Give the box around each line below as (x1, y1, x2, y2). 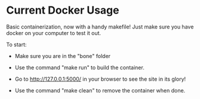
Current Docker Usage (6, 4, 119, 17)
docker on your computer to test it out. (6, 29, 101, 36)
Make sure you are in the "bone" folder (14, 52, 111, 59)
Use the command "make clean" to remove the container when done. (14, 87, 186, 94)
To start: (6, 41, 27, 48)
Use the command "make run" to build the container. (14, 63, 144, 71)
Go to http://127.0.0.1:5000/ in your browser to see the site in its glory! (14, 75, 186, 82)
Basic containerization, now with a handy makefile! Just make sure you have (6, 23, 194, 30)
